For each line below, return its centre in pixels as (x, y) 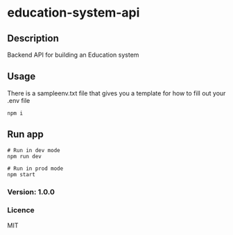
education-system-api (74, 13)
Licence (21, 210)
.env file (19, 100)
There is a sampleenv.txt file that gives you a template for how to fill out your (116, 93)
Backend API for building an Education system (73, 55)
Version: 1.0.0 (31, 191)
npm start (21, 174)
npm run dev (24, 156)
